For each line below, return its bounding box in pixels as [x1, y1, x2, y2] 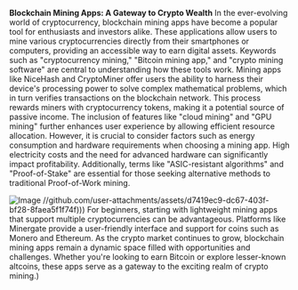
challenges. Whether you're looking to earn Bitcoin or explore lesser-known [9, 252, 286, 262]
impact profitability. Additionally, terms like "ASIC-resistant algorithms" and [9, 159, 285, 169]
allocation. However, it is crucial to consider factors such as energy [9, 131, 255, 141]
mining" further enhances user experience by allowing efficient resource [9, 121, 276, 132]
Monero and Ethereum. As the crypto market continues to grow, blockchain [9, 233, 285, 243]
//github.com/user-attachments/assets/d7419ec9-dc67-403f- [43, 195, 270, 205]
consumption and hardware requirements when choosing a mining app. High [9, 140, 290, 150]
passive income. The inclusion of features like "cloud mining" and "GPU [9, 111, 272, 122]
